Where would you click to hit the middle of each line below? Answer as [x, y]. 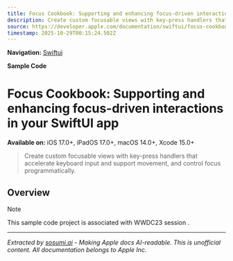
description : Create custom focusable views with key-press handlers [110, 20]
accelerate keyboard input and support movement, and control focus [122, 163]
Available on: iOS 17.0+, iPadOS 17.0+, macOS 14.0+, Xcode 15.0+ [101, 143]
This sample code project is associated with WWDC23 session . [98, 223]
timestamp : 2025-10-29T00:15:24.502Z [62, 33]
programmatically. [50, 171]
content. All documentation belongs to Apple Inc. [77, 250]
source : [18, 26]
